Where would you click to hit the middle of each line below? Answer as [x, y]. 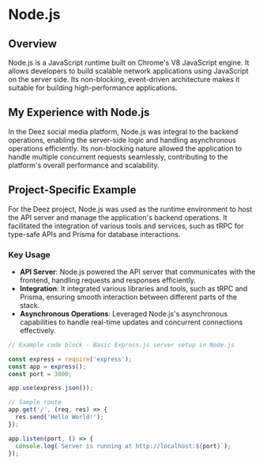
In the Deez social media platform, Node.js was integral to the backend [123, 131]
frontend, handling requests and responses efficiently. [107, 280]
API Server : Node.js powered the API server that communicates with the [137, 272]
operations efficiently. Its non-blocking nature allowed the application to [125, 148]
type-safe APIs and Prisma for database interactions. [94, 234]
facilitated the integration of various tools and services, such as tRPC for [126, 226]
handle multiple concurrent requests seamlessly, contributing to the [118, 156]
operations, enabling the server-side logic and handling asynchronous [122, 140]
